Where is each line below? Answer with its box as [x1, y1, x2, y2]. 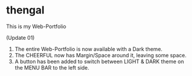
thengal [6, 4, 45, 17]
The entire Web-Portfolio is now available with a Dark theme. [14, 45, 162, 53]
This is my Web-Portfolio [6, 23, 67, 30]
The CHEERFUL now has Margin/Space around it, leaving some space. [14, 51, 187, 58]
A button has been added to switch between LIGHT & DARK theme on [14, 58, 184, 65]
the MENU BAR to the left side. [14, 64, 90, 71]
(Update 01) [6, 34, 35, 41]
